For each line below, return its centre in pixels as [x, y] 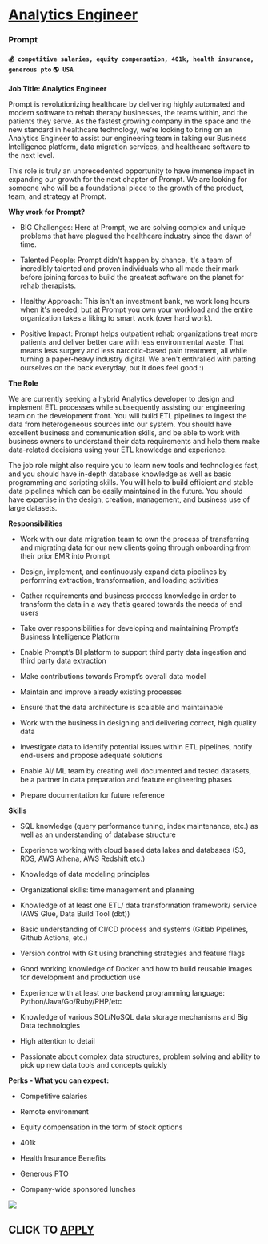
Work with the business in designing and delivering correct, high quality [138, 723]
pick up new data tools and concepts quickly [94, 1065]
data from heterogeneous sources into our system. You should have [120, 424]
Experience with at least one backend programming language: [122, 993]
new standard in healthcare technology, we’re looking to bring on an [120, 130]
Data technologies [50, 1026]
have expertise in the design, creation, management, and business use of [129, 499]
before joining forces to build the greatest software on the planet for [132, 277]
